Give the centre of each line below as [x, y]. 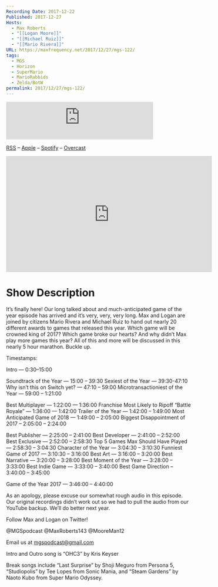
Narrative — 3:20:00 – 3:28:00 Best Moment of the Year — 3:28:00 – [89, 460]
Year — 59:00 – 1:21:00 [34, 393]
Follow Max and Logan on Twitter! [47, 519]
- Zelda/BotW [27, 83]
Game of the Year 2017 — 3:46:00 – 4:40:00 [60, 484]
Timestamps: [22, 358]
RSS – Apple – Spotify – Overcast [46, 147]
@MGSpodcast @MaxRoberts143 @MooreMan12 [65, 530]
